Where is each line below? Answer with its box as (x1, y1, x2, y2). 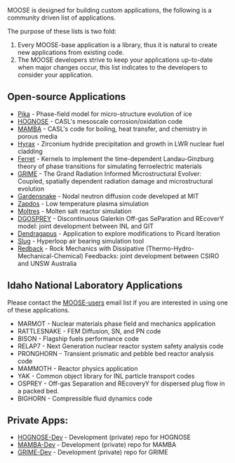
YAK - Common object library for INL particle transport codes (17, 372, 195, 380)
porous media (17, 132, 58, 140)
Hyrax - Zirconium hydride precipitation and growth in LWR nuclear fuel (17, 139, 224, 148)
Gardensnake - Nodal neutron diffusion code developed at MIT (17, 191, 199, 200)
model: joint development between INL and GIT (17, 222, 154, 230)
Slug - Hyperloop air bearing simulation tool (17, 236, 145, 245)
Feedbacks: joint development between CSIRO (84, 251, 220, 260)
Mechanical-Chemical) (17, 251, 84, 260)
